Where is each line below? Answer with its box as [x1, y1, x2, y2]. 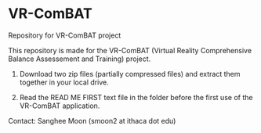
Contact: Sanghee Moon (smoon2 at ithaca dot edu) [8, 116, 176, 125]
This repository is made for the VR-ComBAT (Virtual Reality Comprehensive [8, 45, 252, 55]
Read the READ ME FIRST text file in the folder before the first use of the [19, 92, 253, 102]
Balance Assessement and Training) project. [8, 54, 151, 63]
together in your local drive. [19, 77, 109, 87]
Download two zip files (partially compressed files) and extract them [19, 69, 241, 78]
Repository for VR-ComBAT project [8, 31, 121, 40]
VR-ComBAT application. [19, 101, 100, 110]
